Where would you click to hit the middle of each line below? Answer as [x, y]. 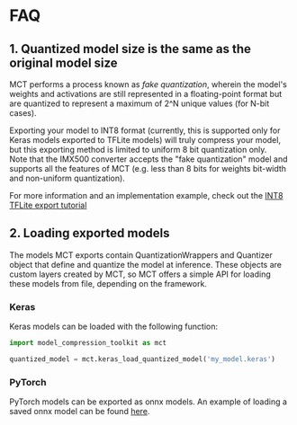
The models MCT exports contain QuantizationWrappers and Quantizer [141, 255]
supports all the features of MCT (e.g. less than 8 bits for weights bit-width [148, 168]
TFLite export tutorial [48, 205]
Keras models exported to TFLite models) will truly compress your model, [145, 140]
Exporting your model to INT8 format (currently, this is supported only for [145, 130]
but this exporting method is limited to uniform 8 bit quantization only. [138, 150]
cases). [23, 113]
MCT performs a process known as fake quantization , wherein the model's [148, 84]
